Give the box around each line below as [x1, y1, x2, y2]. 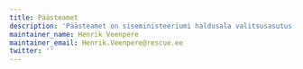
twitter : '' [9, 47, 54, 56]
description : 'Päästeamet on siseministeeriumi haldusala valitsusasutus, [9, 22, 297, 30]
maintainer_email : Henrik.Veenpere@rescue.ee [9, 38, 183, 47]
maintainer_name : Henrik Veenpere [9, 30, 140, 39]
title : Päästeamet [9, 13, 78, 22]
